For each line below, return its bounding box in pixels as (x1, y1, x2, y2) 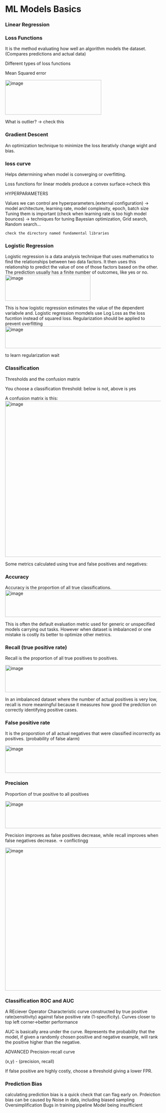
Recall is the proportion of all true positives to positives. (5, 655, 119, 661)
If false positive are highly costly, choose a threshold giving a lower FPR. (5, 1068, 153, 1074)
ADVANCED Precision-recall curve (5, 1049, 75, 1055)
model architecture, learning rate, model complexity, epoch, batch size (5, 206, 149, 211)
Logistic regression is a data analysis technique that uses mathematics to (5, 254, 154, 260)
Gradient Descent (5, 131, 48, 138)
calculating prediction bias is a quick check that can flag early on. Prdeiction (5, 1092, 161, 1098)
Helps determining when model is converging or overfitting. (5, 171, 126, 177)
